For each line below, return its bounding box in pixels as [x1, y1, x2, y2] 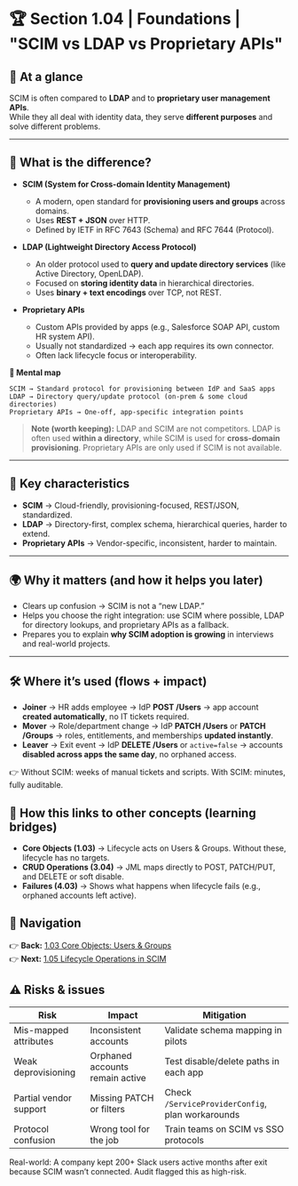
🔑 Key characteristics [9, 477, 130, 492]
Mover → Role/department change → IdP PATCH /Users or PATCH [21, 721, 266, 732]
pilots [164, 1035, 188, 1047]
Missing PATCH [90, 1092, 154, 1104]
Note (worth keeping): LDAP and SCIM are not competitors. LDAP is [30, 423, 281, 434]
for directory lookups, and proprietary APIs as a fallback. [21, 620, 230, 630]
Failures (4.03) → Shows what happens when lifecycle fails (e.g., [21, 881, 262, 892]
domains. [35, 205, 69, 216]
